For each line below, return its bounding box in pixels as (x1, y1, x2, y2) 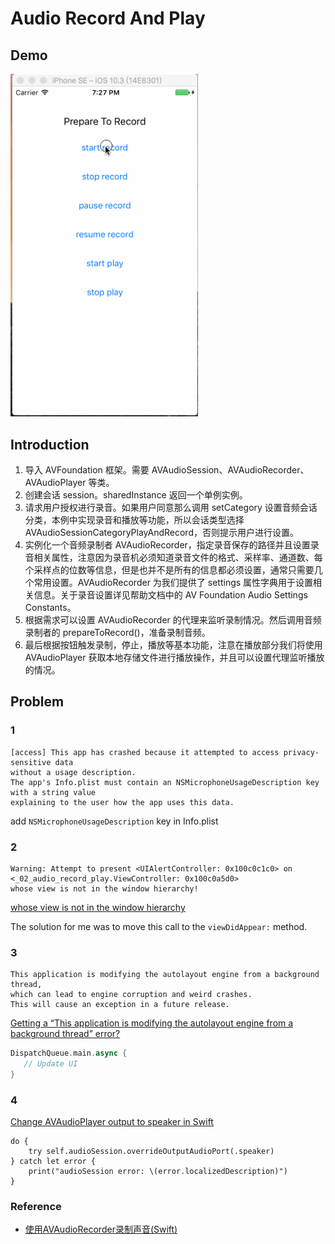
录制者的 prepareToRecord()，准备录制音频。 (24, 626, 211, 638)
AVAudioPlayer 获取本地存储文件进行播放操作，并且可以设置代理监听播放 (24, 651, 325, 663)
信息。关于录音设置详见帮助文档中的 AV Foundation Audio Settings (33, 588, 308, 601)
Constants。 (24, 601, 77, 613)
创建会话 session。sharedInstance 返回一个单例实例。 (24, 488, 248, 501)
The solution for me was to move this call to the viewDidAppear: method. (10, 920, 308, 932)
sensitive (10, 757, 52, 767)
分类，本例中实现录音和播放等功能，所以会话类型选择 (24, 513, 245, 526)
